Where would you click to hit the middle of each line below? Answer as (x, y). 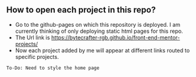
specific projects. (37, 56)
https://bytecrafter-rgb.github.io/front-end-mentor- (115, 37)
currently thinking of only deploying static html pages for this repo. (99, 31)
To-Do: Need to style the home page (53, 68)
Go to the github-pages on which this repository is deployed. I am (98, 24)
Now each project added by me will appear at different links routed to (103, 50)
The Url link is (32, 37)
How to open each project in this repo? (81, 10)
